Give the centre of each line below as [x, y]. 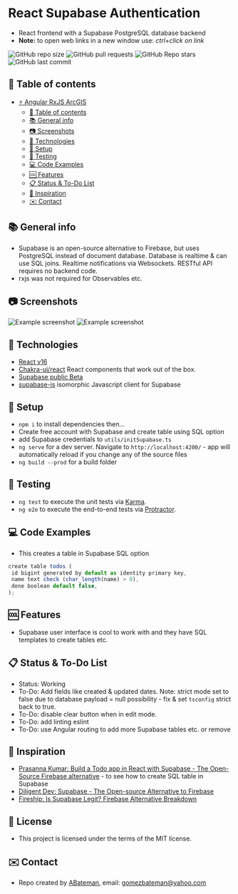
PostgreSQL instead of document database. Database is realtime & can [123, 255]
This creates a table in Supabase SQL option [83, 553]
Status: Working [42, 684]
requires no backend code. [58, 271]
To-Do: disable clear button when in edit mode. [88, 714]
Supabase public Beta [51, 377]
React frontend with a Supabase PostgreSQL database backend [112, 33]
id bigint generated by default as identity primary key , [99, 573]
